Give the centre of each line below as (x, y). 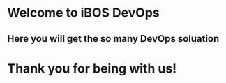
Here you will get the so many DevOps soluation (113, 39)
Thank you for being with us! (92, 68)
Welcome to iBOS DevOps (83, 13)
